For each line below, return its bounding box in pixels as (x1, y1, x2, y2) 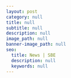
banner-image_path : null (6, 42, 66, 48)
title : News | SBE (11, 52, 56, 58)
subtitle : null (6, 25, 43, 31)
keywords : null (11, 63, 48, 69)
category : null (6, 14, 43, 20)
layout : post (6, 8, 38, 15)
